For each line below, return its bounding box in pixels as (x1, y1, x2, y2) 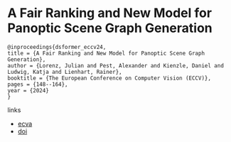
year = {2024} (7, 87, 50, 94)
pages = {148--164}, (7, 80, 69, 88)
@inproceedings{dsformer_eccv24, (7, 43, 107, 50)
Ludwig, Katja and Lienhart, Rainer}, (7, 68, 122, 75)
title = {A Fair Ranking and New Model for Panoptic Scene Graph (7, 50, 205, 57)
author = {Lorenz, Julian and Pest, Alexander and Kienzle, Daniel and (7, 62, 224, 69)
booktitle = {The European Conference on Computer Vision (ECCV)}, (7, 75, 212, 82)
